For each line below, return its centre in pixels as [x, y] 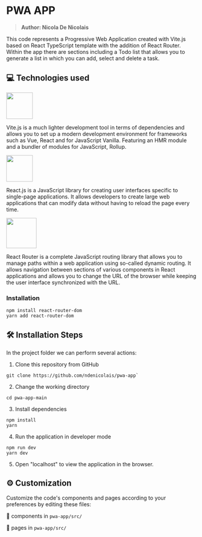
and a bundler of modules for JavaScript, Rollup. [66, 146]
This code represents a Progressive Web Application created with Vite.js [96, 39]
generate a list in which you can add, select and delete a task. [83, 58]
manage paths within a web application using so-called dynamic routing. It [99, 263]
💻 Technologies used [48, 78]
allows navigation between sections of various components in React [91, 269]
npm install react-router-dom [44, 311]
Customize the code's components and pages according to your [86, 498]
